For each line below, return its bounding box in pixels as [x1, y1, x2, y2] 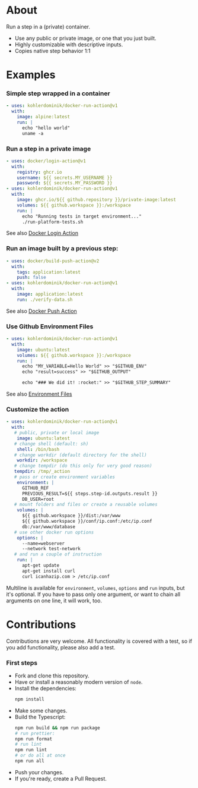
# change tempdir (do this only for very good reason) [14, 463, 152, 469]
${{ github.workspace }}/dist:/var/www [21, 513, 120, 519]
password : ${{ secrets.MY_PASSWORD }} [17, 180, 113, 186]
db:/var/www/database [21, 523, 76, 530]
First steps [6, 658, 37, 667]
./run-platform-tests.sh [21, 219, 84, 225]
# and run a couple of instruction [14, 551, 102, 557]
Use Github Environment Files [6, 322, 94, 331]
